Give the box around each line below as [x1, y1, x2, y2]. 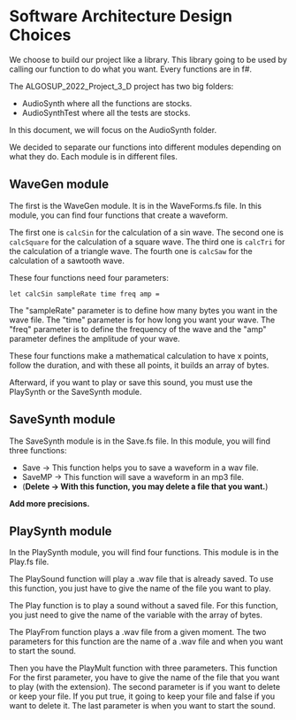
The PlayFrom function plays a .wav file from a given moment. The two [9, 627, 267, 638]
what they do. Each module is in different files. [9, 151, 178, 161]
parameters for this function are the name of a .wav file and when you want [9, 636, 284, 647]
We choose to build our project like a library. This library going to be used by [9, 54, 287, 65]
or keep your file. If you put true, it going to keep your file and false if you [9, 691, 276, 701]
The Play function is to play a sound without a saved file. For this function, [9, 600, 278, 611]
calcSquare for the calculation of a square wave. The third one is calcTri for [9, 236, 285, 247]
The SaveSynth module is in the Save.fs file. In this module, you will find [9, 436, 271, 446]
